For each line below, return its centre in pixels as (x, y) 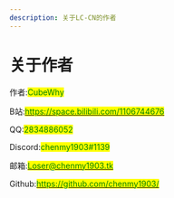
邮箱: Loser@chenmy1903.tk (62, 165)
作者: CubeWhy (37, 92)
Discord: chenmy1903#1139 (60, 146)
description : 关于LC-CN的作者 (63, 18)
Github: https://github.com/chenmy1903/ (85, 184)
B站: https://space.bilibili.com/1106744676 (87, 111)
